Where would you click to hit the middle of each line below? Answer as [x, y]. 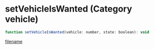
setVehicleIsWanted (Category [69, 9]
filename [14, 41]
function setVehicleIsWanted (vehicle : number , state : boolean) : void [77, 32]
